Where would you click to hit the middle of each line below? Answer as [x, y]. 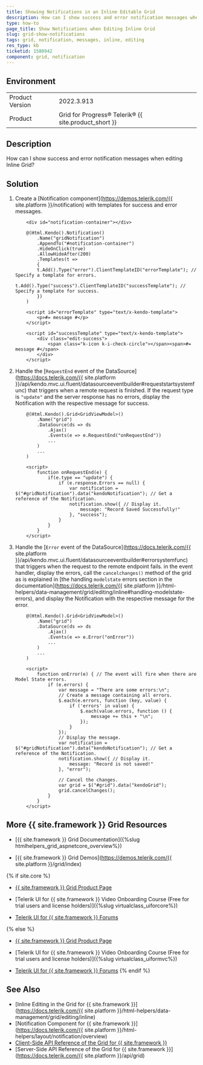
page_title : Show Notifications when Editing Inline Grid [81, 29]
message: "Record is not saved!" [111, 764]
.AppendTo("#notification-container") [86, 244]
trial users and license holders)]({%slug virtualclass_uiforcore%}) [96, 905]
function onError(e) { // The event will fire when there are [117, 675]
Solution [22, 184]
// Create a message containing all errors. [115, 696]
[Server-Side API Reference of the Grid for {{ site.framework [90, 1049]
